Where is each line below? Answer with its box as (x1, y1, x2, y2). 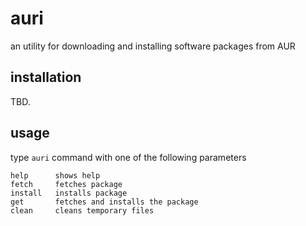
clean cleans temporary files (10, 205, 155, 216)
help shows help (10, 170, 101, 181)
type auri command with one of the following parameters (10, 151, 247, 163)
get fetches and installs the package (10, 197, 199, 207)
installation (10, 69, 82, 86)
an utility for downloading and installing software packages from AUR (10, 40, 296, 52)
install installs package (10, 188, 128, 198)
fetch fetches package (10, 179, 123, 189)
